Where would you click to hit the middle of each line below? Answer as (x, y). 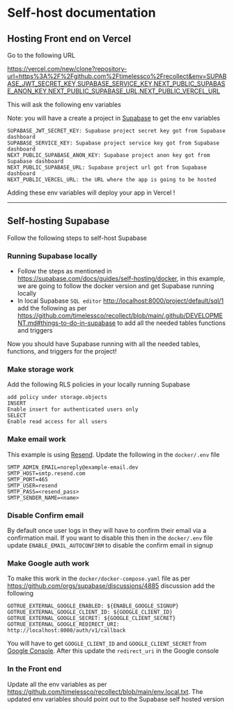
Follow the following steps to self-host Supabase (77, 238)
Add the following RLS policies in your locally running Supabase (99, 384)
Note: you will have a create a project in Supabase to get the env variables (114, 118)
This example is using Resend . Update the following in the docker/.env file (114, 454)
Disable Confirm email (46, 515)
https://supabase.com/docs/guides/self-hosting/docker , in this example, (121, 279)
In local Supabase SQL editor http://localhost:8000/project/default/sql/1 (120, 301)
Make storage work (41, 370)
